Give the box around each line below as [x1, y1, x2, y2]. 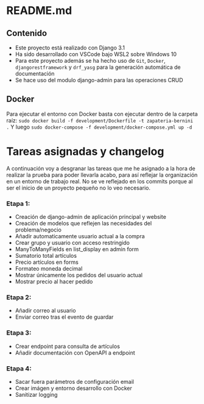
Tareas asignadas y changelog [6, 144, 164, 158]
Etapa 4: [6, 364, 32, 372]
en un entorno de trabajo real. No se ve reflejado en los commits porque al [6, 177, 193, 185]
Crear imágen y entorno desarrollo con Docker [15, 385, 132, 392]
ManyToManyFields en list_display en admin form [15, 246, 139, 253]
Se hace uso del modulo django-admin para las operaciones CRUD [15, 77, 184, 83]
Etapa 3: [6, 328, 32, 337]
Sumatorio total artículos [15, 252, 77, 260]
